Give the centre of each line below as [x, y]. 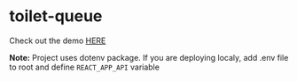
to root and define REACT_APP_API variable [84, 67]
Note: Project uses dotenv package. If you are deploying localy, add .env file [149, 57]
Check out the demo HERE [58, 40]
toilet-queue [56, 16]
